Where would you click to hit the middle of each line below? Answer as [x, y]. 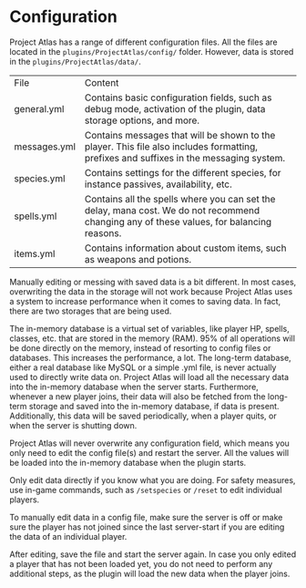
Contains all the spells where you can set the [180, 199]
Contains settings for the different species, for [183, 172]
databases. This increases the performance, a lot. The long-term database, [150, 357]
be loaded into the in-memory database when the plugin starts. [128, 462]
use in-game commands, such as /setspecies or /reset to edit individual [146, 490]
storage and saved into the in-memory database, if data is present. [154, 406]
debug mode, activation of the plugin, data [175, 108]
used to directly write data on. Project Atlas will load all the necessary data [149, 377]
